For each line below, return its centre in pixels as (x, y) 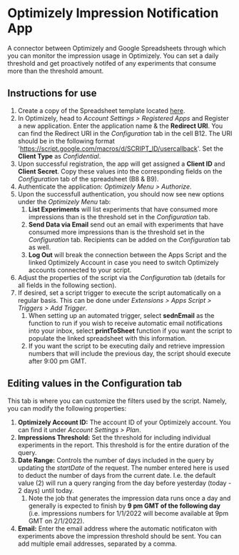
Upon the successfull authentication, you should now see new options (121, 194)
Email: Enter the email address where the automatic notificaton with (117, 528)
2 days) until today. (46, 490)
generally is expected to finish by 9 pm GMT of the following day (124, 506)
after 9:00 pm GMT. (57, 361)
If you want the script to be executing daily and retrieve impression (127, 346)
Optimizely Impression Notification (113, 13)
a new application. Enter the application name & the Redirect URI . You (120, 126)
